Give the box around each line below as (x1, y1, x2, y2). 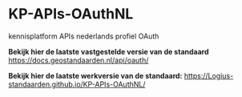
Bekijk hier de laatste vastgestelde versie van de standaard (8, 46, 210, 56)
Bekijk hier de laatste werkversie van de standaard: (8, 71, 183, 80)
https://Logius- (184, 71, 234, 80)
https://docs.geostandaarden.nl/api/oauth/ (8, 55, 149, 65)
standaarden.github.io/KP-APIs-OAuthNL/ (8, 79, 146, 89)
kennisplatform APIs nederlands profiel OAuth (8, 31, 159, 41)
